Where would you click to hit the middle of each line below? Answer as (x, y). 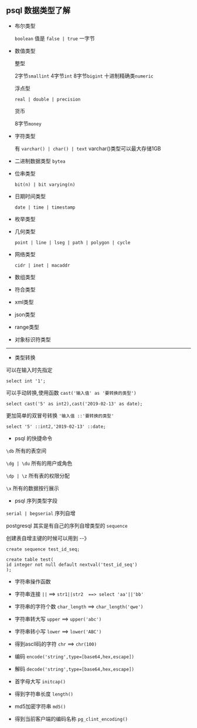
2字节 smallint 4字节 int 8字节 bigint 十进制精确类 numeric (84, 76)
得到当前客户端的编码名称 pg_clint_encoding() (71, 719)
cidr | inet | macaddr (42, 265)
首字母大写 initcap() (40, 681)
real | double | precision (47, 99)
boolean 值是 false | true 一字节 (55, 38)
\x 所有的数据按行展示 (33, 488)
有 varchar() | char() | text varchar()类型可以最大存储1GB (88, 148)
